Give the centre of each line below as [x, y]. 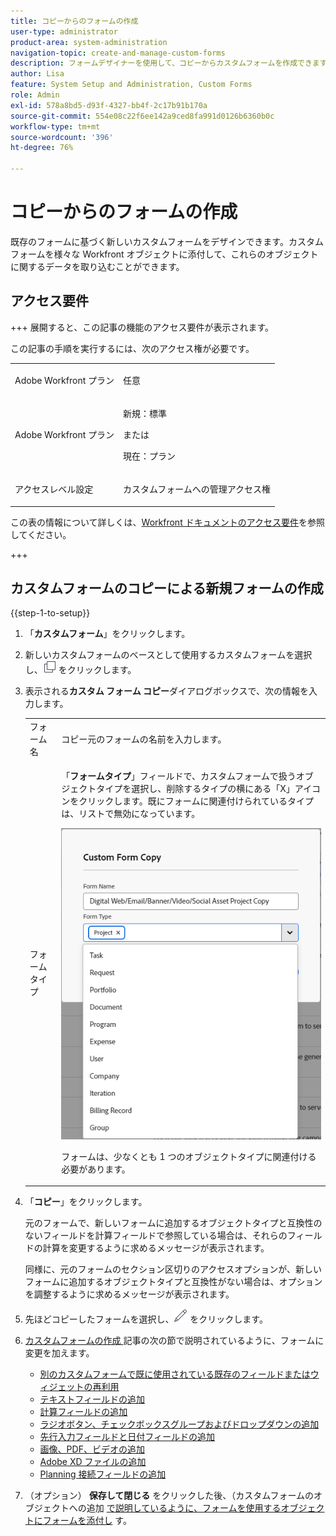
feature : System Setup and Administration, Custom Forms [131, 85]
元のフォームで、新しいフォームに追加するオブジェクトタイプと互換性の [173, 1223]
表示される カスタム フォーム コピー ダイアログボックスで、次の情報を [167, 691]
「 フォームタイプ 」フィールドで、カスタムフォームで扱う [179, 776]
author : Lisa [37, 74]
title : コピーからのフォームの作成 [74, 21]
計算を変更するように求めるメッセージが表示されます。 [156, 1248]
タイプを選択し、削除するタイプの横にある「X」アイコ [209, 789]
